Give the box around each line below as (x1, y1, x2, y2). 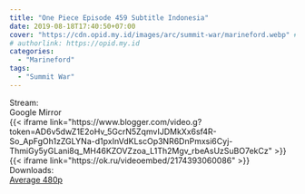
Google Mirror (9, 106, 62, 118)
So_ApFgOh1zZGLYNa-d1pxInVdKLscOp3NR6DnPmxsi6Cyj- (9, 135, 233, 146)
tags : (9, 64, 30, 73)
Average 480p (9, 174, 64, 185)
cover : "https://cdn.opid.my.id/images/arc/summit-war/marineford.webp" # (9, 30, 299, 39)
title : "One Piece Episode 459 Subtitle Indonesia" (9, 13, 209, 23)
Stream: (9, 97, 39, 108)
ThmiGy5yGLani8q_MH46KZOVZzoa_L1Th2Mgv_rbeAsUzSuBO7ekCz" (9, 145, 272, 156)
